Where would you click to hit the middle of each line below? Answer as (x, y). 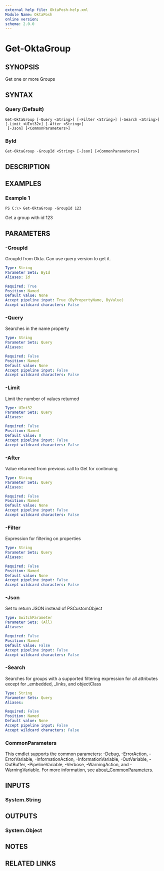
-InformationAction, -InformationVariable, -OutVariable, (91, 759)
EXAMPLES (23, 184)
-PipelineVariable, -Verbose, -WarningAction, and (78, 765)
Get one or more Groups (30, 79)
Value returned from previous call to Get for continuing (61, 468)
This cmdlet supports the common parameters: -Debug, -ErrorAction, (77, 754)
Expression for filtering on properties (43, 539)
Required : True (21, 286)
